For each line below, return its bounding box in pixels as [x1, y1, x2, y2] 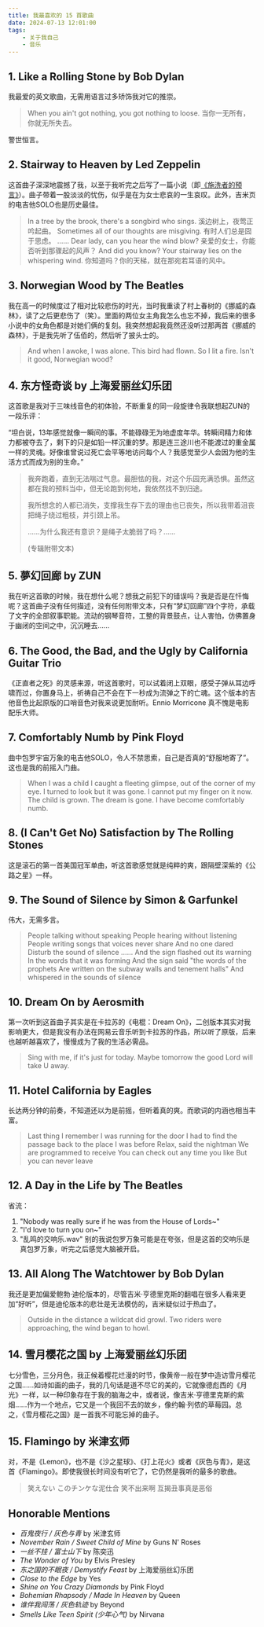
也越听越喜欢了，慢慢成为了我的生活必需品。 [8, 1037, 153, 1046]
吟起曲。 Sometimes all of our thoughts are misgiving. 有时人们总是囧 [27, 226, 252, 236]
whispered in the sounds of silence [27, 972, 141, 982]
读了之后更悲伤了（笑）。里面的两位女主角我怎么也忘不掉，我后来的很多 [24, 310, 256, 320]
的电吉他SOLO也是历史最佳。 [8, 200, 103, 209]
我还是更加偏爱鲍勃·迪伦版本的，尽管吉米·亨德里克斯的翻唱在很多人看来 [8, 1289, 240, 1298]
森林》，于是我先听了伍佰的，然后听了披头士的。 [8, 330, 163, 340]
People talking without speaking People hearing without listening [27, 931, 237, 940]
